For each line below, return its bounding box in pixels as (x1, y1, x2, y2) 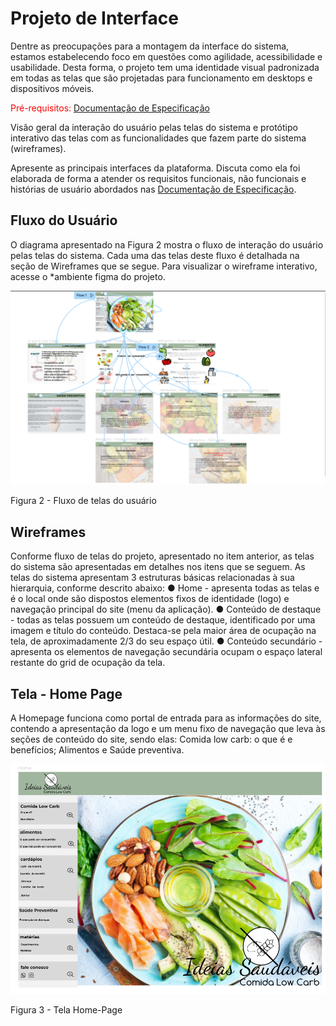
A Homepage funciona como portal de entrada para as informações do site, (10, 712, 322, 724)
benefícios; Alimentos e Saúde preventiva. (10, 743, 185, 756)
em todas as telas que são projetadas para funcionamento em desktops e (10, 72, 313, 84)
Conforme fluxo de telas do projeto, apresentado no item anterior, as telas (10, 550, 315, 562)
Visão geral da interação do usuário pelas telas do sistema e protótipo (10, 121, 298, 133)
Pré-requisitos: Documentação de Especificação (10, 102, 210, 114)
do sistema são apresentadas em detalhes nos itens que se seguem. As (10, 561, 306, 573)
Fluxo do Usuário (10, 212, 118, 229)
